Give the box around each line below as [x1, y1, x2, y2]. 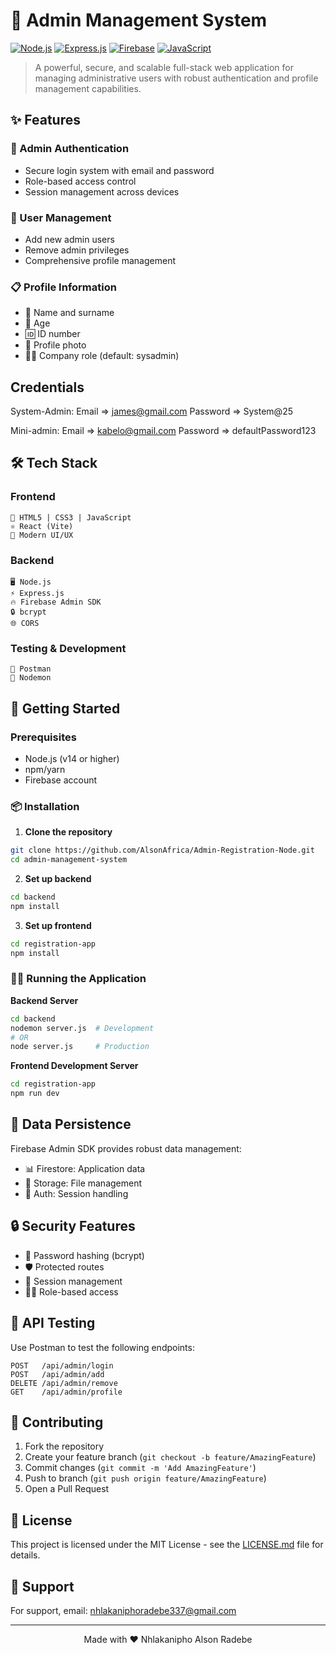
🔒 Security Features [10, 1218, 136, 1235]
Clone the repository [24, 826, 113, 838]
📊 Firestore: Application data [24, 1162, 146, 1174]
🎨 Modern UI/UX [10, 530, 74, 540]
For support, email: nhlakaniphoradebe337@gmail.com [10, 1604, 237, 1616]
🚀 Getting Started [10, 700, 121, 717]
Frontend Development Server [10, 1060, 139, 1072]
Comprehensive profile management [24, 254, 176, 266]
